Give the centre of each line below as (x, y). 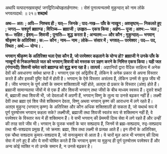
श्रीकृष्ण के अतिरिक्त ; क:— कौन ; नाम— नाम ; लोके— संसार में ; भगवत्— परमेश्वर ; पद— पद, (81, 40)
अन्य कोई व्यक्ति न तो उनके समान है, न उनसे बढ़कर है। (49, 146)
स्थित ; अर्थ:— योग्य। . (24, 46)
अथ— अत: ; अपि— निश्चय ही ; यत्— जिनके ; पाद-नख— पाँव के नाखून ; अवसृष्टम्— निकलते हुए (83, 23)
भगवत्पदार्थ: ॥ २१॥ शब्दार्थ (26, 13)
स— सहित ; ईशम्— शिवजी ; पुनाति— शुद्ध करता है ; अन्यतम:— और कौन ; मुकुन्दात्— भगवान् (80, 35)
